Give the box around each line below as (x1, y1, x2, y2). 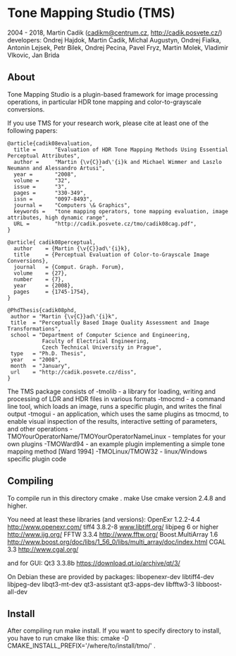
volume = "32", (13, 177, 71, 184)
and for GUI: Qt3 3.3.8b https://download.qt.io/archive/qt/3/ (7, 559, 181, 567)
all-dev (7, 588, 28, 596)
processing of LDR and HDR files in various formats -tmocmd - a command (7, 394, 225, 403)
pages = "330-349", (13, 189, 87, 196)
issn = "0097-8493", (13, 196, 93, 203)
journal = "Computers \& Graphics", (13, 201, 131, 209)
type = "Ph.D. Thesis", (10, 350, 87, 357)
